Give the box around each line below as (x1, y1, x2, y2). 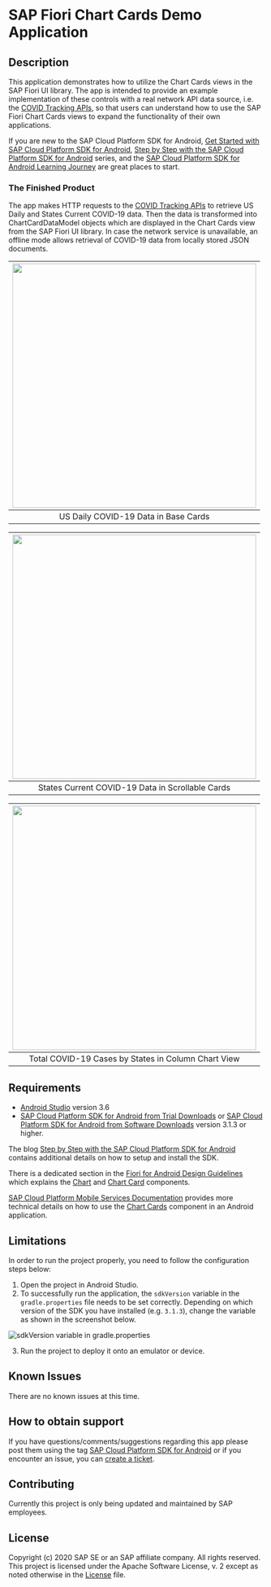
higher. (19, 1129, 44, 1139)
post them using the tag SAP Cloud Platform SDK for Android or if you (8, 1445, 242, 1454)
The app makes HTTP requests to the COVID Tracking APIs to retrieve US (8, 201, 254, 211)
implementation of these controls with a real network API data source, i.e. (8, 94, 254, 103)
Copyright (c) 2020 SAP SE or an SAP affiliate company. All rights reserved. (8, 1553, 261, 1563)
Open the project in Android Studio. (19, 1279, 140, 1289)
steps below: (8, 1264, 51, 1274)
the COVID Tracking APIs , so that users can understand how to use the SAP (8, 103, 261, 112)
